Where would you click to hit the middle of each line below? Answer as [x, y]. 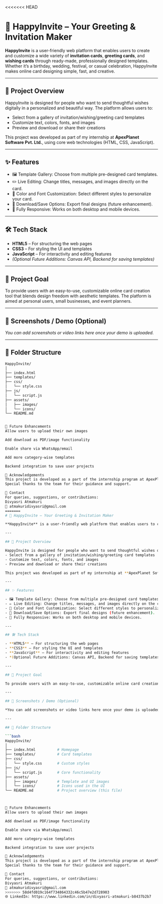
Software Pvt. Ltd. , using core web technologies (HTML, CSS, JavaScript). [80, 142]
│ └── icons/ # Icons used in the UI [55, 786]
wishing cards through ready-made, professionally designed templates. [77, 61]
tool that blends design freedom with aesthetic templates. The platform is [78, 296]
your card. [22, 199]
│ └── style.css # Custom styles [48, 763]
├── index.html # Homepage [42, 750]
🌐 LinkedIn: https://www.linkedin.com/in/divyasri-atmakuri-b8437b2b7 [78, 897]
